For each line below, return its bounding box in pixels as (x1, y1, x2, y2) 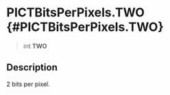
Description (6, 62, 58, 73)
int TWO (23, 42, 47, 50)
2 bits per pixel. (6, 80, 51, 88)
